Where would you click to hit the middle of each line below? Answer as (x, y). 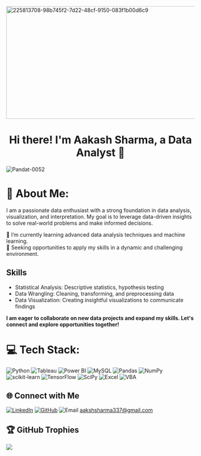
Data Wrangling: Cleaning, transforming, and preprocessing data (95, 293)
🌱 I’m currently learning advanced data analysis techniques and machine (96, 234)
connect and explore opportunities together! (63, 324)
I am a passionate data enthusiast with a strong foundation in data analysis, (99, 210)
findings (25, 306)
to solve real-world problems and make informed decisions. (80, 223)
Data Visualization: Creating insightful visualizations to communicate (99, 300)
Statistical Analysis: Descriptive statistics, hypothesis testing (89, 287)
